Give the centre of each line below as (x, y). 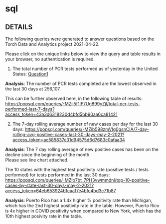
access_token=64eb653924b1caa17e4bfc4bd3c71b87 (61, 191)
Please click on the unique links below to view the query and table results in (83, 54)
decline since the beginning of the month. (48, 155)
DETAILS (19, 27)
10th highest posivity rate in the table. (44, 216)
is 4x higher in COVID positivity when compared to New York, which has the (83, 211)
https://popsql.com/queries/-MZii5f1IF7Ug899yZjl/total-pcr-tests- (73, 104)
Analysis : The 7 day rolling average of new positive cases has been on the (82, 149)
